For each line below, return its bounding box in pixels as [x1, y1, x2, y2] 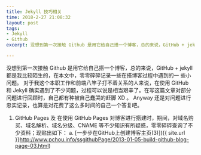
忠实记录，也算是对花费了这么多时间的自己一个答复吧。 [6, 101, 142, 108]
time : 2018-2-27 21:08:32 [6, 14, 71, 20]
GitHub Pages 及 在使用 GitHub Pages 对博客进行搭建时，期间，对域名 [14, 114, 188, 121]
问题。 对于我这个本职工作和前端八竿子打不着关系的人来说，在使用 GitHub [6, 79, 189, 86]
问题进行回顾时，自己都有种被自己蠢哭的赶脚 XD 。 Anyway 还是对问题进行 [6, 94, 191, 101]
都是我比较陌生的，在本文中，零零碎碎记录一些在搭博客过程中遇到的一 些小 [6, 72, 191, 79]
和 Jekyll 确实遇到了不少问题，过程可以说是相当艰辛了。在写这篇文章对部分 [6, 86, 191, 94]
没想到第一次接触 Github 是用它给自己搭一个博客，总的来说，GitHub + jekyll [6, 64, 193, 72]
